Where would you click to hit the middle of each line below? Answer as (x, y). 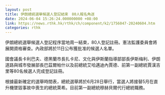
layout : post (18, 10)
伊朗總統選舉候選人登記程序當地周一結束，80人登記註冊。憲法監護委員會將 (81, 43)
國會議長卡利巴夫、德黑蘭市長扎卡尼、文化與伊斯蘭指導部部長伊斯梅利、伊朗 (83, 59)
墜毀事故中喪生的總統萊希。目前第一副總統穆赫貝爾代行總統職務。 (81, 88)
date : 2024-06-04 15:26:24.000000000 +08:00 (51, 19)
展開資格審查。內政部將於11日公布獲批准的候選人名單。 (61, 48)
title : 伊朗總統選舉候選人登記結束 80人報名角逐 (50, 14)
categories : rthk (23, 28)
